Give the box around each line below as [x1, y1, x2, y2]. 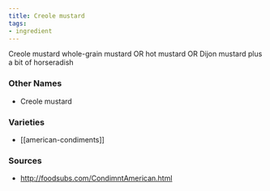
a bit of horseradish [8, 57, 75, 67]
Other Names [8, 78, 62, 89]
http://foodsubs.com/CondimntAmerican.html [19, 173, 173, 183]
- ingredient [8, 27, 53, 35]
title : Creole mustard [8, 11, 85, 20]
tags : [8, 19, 27, 28]
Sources [8, 155, 42, 166]
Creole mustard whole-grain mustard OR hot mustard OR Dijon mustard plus [8, 49, 263, 59]
